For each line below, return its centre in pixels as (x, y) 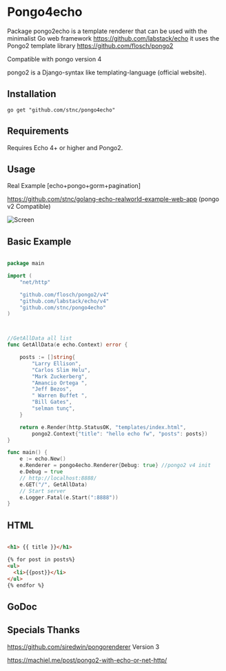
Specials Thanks (44, 630)
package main (26, 264)
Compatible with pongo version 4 (54, 59)
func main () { (28, 453)
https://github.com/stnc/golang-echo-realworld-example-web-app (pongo (113, 199)
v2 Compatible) (29, 207)
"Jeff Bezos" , (52, 389)
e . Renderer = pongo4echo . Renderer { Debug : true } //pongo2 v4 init (115, 466)
